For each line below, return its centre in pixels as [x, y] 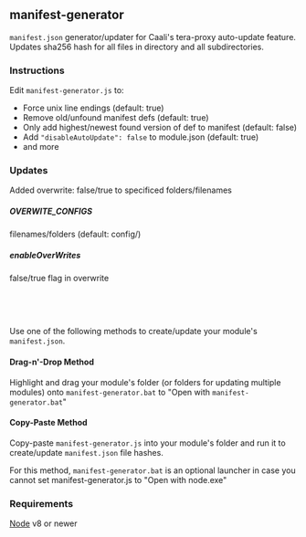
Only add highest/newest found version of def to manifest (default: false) [160, 128]
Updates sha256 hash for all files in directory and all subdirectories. [137, 47]
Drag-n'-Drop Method [52, 362]
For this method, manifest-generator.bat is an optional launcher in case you [153, 470]
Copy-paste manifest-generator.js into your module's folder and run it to [148, 443]
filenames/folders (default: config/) [75, 234]
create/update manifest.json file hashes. [87, 452]
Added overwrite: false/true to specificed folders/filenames [121, 190]
